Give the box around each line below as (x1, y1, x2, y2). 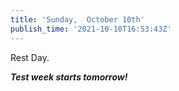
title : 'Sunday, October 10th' (10, 14, 145, 25)
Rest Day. (10, 51, 50, 63)
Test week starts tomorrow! (10, 71, 128, 83)
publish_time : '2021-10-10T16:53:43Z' (10, 24, 172, 34)
